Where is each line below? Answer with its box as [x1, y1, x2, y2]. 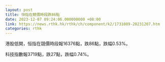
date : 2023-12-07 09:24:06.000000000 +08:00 [5, 17, 101, 22]
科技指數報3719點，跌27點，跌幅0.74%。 [5, 51, 92, 57]
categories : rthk [5, 26, 42, 31]
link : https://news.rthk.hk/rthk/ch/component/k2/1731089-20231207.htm [5, 21, 160, 27]
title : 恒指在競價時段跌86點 [5, 12, 60, 17]
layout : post [5, 7, 33, 13]
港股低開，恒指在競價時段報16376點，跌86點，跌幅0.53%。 [5, 41, 130, 47]
